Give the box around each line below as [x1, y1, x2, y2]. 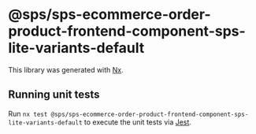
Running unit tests [8, 88, 100, 102]
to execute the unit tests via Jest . [83, 117, 191, 127]
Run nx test [8, 109, 48, 118]
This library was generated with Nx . [8, 65, 124, 74]
